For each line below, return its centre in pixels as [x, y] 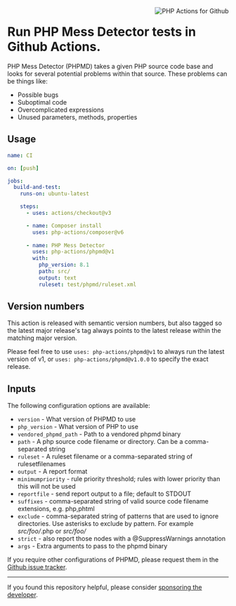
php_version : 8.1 [64, 265]
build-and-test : [37, 187]
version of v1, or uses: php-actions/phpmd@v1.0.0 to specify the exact [108, 359]
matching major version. [42, 338]
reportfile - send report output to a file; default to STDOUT [104, 494]
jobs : [15, 181]
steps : [29, 206]
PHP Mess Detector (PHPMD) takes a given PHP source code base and [110, 66]
